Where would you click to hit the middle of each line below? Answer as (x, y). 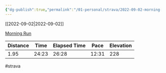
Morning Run (18, 33)
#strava (13, 66)
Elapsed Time (69, 45)
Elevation (121, 45)
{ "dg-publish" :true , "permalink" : (40, 10)
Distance (18, 45)
